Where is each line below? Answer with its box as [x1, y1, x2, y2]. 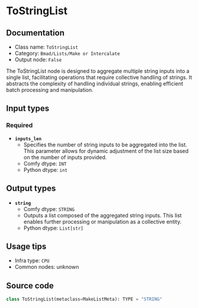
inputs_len [14, 136, 42, 142]
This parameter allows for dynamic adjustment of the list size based [23, 147, 189, 155]
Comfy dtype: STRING [23, 206, 75, 213]
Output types [6, 184, 56, 194]
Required [6, 121, 33, 130]
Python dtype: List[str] [23, 224, 84, 232]
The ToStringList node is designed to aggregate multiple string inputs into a [6, 68, 190, 75]
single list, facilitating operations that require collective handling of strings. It [6, 74, 192, 81]
